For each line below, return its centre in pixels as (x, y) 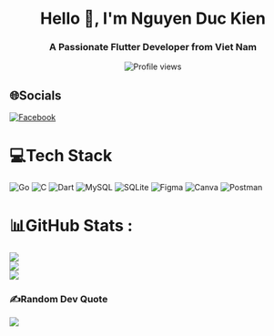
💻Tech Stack (61, 156)
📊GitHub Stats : (71, 226)
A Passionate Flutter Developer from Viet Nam (153, 47)
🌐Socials (36, 95)
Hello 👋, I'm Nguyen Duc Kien (153, 19)
